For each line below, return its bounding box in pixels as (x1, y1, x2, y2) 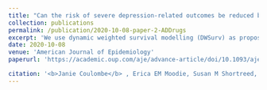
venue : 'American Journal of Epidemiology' (8, 48, 155, 56)
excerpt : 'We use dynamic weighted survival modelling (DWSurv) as (8, 33, 237, 42)
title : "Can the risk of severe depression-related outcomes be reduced (8, 11, 254, 20)
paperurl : (8, 56, 41, 64)
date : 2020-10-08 (8, 41, 66, 49)
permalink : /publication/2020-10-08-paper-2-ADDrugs (8, 26, 187, 34)
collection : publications (8, 19, 94, 27)
